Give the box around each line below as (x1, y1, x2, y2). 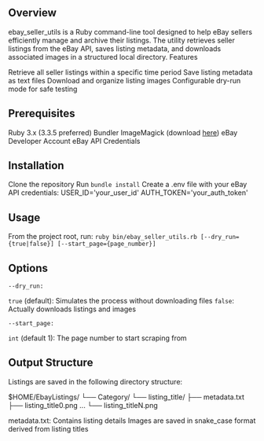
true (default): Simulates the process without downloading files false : (8, 296, 234, 306)
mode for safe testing (8, 84, 78, 94)
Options (8, 261, 49, 274)
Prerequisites (8, 107, 75, 120)
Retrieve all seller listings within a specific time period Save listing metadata (8, 67, 253, 77)
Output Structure (8, 356, 93, 369)
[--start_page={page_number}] (57, 240, 156, 248)
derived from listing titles (8, 424, 89, 433)
